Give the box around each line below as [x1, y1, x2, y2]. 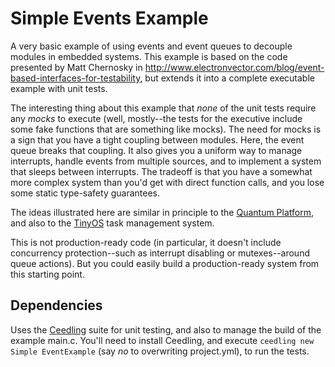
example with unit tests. [10, 82, 108, 94]
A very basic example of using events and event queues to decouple [10, 40, 293, 52]
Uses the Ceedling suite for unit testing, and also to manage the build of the [10, 323, 322, 336]
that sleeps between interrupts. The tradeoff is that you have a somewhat [10, 165, 313, 177]
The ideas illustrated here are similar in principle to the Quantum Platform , [10, 206, 315, 218]
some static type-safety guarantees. [10, 187, 161, 199]
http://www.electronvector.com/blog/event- [144, 61, 325, 73]
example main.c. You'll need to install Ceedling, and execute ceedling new [10, 334, 315, 346]
